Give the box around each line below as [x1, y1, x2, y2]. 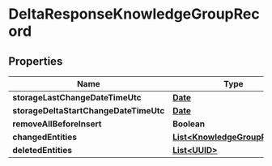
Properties [8, 54, 63, 68]
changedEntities [12, 131, 77, 143]
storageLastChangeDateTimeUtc [12, 92, 142, 103]
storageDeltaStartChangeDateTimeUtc [12, 105, 165, 116]
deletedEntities [12, 145, 73, 155]
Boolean [172, 118, 205, 130]
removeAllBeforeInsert [12, 118, 102, 130]
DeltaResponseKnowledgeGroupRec [8, 5, 261, 23]
